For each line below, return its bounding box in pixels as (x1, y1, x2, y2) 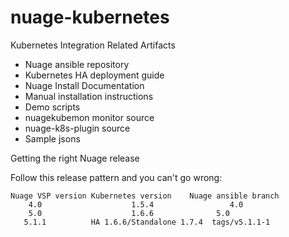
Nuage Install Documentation (24, 79, 145, 91)
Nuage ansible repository (24, 58, 130, 70)
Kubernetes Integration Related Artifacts (10, 39, 176, 51)
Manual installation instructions (24, 90, 154, 102)
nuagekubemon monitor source (24, 111, 155, 123)
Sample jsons (24, 132, 81, 145)
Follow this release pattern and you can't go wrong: (10, 171, 223, 183)
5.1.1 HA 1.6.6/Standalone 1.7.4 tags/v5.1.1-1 (23, 217, 271, 227)
